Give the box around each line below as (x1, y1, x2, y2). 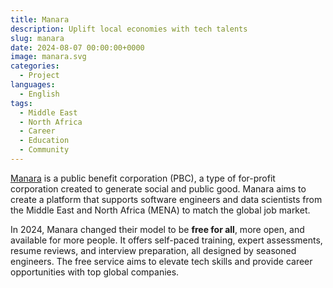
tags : (10, 98, 33, 108)
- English (19, 89, 60, 99)
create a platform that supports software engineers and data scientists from (10, 193, 323, 205)
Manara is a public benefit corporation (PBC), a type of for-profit (10, 172, 276, 184)
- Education (19, 136, 70, 146)
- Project (19, 71, 60, 81)
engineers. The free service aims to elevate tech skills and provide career (10, 255, 313, 267)
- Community (19, 145, 70, 155)
